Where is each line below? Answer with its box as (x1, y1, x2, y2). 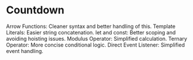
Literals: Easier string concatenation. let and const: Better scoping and (6, 29, 176, 36)
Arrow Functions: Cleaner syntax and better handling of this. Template (6, 23, 176, 30)
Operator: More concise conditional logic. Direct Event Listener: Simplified (6, 41, 185, 48)
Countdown (6, 3, 65, 17)
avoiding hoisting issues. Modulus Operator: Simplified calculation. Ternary (6, 35, 188, 42)
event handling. (6, 47, 44, 54)
